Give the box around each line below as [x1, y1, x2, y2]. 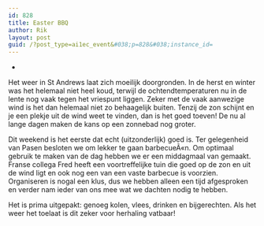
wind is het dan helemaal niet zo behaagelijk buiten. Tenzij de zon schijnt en [8, 103, 255, 113]
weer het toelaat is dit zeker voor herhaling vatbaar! [8, 209, 176, 218]
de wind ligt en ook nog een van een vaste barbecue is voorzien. [8, 169, 218, 178]
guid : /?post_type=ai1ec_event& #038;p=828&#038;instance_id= [8, 41, 214, 49]
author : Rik [8, 26, 47, 34]
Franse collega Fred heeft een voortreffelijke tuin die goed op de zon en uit [8, 160, 251, 169]
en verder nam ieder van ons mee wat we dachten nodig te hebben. [8, 185, 229, 195]
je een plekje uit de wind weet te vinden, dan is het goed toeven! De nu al [8, 111, 246, 120]
